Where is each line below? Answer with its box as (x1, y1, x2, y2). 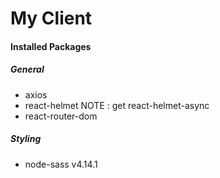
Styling (10, 133, 42, 145)
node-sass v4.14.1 (24, 158, 98, 170)
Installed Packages (10, 40, 92, 52)
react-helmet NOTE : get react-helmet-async (24, 99, 210, 111)
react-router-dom (24, 110, 98, 122)
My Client (10, 7, 93, 30)
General (10, 63, 45, 76)
